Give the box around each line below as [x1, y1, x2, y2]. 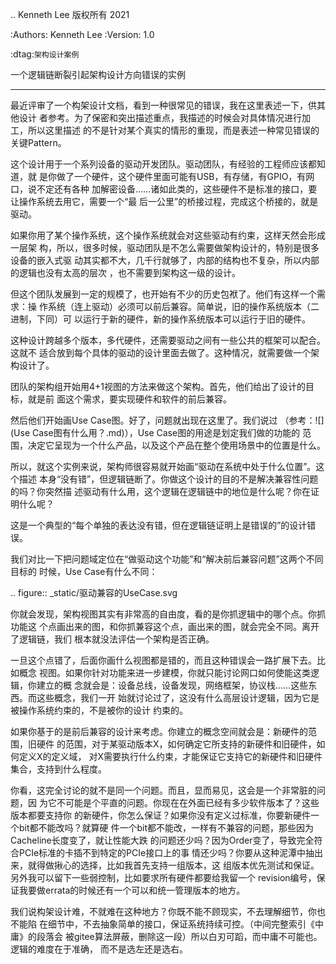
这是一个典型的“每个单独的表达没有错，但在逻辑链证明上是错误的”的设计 [10, 519, 308, 531]
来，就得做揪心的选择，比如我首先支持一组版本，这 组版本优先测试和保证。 [10, 859, 320, 871]
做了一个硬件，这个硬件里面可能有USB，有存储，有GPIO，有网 [56, 171, 315, 182]
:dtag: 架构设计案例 [10, 48, 80, 60]
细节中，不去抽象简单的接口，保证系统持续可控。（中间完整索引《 [47, 918, 315, 930]
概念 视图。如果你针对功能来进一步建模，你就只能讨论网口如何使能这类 [18, 667, 311, 678]
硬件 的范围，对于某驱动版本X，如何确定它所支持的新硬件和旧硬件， [36, 738, 317, 750]
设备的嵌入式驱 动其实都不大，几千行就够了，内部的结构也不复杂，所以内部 [10, 254, 320, 266]
